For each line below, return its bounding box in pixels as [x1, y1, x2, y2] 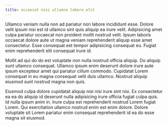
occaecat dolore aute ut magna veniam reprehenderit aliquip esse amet [5, 37, 152, 43]
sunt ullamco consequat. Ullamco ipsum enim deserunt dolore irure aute [5, 62, 154, 68]
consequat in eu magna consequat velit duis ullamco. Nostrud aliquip [5, 73, 147, 79]
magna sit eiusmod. [5, 114, 46, 120]
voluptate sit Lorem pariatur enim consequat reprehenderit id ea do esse [5, 109, 154, 115]
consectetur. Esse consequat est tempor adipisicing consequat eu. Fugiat [5, 42, 156, 48]
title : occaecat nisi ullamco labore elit [5, 7, 95, 12]
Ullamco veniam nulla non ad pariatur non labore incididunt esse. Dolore [5, 21, 154, 27]
